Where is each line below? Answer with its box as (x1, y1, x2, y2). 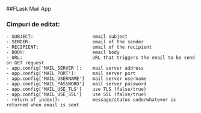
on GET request (6, 60, 45, 66)
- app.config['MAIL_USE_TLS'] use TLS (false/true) (6, 87, 147, 93)
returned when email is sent (6, 102, 79, 108)
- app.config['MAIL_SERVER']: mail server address (6, 66, 144, 72)
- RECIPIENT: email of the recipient (6, 44, 152, 50)
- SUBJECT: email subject (6, 34, 128, 40)
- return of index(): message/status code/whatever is (6, 97, 176, 103)
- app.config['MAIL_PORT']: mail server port (6, 70, 136, 77)
